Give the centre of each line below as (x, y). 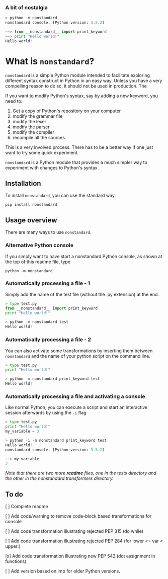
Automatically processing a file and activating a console (75, 396)
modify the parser (31, 127)
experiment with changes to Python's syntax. (52, 168)
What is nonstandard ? (50, 61)
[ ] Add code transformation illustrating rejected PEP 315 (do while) (74, 531)
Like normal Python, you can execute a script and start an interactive (76, 407)
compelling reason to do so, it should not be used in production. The (76, 86)
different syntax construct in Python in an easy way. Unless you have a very (84, 80)
